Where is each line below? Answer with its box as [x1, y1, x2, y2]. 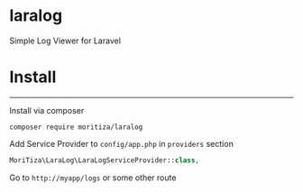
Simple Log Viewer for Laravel [9, 35, 122, 46]
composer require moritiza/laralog [9, 123, 143, 132]
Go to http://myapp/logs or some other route [9, 172, 177, 183]
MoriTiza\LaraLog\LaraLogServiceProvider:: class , [9, 155, 200, 165]
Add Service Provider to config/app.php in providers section [9, 138, 234, 149]
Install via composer [9, 105, 85, 115]
